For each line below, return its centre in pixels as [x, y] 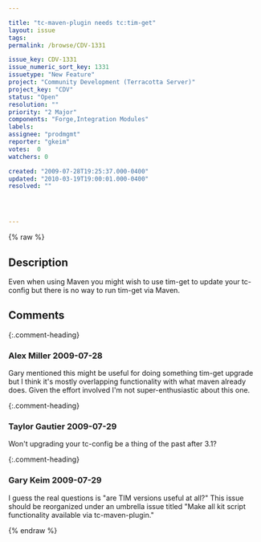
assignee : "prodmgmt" [45, 134]
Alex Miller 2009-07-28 [55, 356]
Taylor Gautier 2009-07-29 [63, 426]
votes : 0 [25, 149]
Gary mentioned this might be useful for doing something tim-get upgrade [131, 373]
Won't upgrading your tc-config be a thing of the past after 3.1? [112, 444]
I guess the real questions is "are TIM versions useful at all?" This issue [126, 498]
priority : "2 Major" [43, 112]
